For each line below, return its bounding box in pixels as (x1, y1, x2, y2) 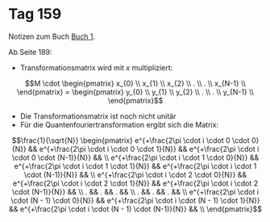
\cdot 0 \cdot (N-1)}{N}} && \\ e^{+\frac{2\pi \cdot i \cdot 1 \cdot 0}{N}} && (11, 153, 260, 162)
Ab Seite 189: (8, 47, 52, 57)
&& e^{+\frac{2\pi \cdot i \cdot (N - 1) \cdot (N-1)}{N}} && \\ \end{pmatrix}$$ (9, 203, 262, 214)
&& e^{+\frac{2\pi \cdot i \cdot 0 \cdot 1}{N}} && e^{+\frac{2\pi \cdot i (27, 144, 260, 153)
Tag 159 (8, 5, 62, 23)
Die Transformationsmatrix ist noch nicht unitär (19, 111, 177, 121)
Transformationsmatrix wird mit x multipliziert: (19, 62, 173, 73)
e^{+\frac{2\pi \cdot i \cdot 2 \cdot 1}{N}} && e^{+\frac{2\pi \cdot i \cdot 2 (12, 178, 259, 188)
